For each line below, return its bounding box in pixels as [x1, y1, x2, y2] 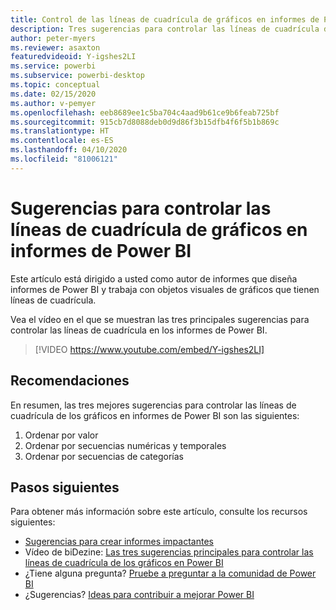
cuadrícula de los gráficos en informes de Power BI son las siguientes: [10, 409, 300, 421]
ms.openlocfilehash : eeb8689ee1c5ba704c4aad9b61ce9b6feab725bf [10, 107, 280, 118]
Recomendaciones [10, 372, 130, 390]
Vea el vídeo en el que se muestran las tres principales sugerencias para [10, 313, 310, 325]
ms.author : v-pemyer [10, 98, 97, 108]
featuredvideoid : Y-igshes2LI [10, 52, 137, 62]
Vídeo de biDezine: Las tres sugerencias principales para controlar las [24, 546, 314, 558]
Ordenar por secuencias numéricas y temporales [24, 439, 227, 451]
